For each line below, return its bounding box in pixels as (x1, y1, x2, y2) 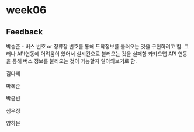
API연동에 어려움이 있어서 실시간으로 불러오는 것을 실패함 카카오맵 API (16, 50, 177, 57)
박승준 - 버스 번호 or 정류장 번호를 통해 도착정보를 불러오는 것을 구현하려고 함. (6, 43, 183, 50)
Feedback (6, 27, 43, 37)
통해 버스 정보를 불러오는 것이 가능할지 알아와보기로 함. (12, 58, 137, 64)
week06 (6, 4, 47, 17)
